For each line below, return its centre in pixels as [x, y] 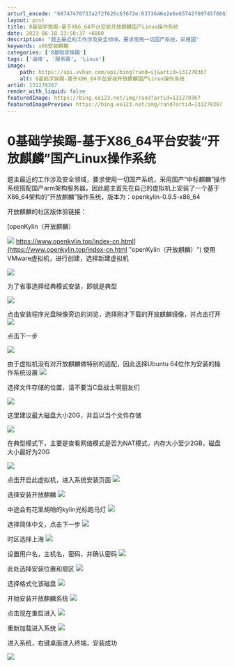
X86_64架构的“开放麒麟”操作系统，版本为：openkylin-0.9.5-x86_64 [104, 197]
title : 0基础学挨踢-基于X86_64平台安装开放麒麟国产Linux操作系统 [93, 27]
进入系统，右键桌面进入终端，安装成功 [62, 643]
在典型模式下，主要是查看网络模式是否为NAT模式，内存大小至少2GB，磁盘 [114, 443]
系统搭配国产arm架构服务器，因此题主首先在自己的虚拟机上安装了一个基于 [114, 188]
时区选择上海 [25, 539]
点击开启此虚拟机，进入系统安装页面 [59, 479]
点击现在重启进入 [32, 613]
